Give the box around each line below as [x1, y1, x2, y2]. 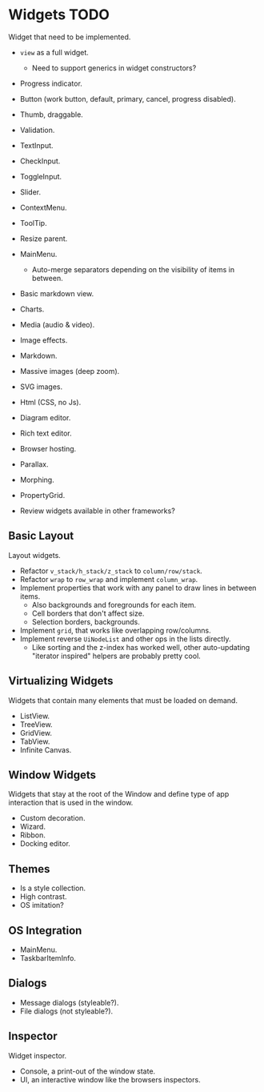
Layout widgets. [8, 550, 62, 560]
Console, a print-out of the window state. [19, 1066, 156, 1076]
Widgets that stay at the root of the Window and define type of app [8, 789, 230, 799]
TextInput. [19, 140, 54, 150]
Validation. [19, 125, 55, 134]
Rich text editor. [19, 428, 72, 438]
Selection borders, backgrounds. [31, 616, 140, 626]
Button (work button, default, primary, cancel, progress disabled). [19, 94, 236, 103]
